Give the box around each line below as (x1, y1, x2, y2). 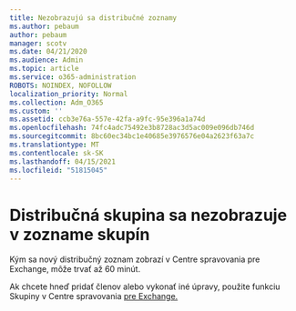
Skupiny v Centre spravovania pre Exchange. (9, 291, 179, 302)
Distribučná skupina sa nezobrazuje (9, 205, 288, 226)
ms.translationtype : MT (9, 140, 100, 149)
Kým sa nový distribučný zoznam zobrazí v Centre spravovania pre (9, 254, 260, 265)
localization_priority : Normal (9, 89, 128, 98)
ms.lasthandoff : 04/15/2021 (9, 156, 117, 166)
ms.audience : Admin (9, 55, 84, 65)
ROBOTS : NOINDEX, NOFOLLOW (9, 81, 112, 90)
